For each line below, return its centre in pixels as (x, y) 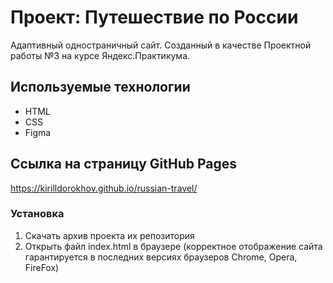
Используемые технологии (100, 87)
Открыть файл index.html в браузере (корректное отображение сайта (173, 246)
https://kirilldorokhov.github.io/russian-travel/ (104, 188)
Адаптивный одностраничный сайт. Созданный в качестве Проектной (161, 45)
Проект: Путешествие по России (154, 17)
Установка (37, 214)
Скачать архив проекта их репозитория (109, 235)
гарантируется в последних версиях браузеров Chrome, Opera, (161, 257)
